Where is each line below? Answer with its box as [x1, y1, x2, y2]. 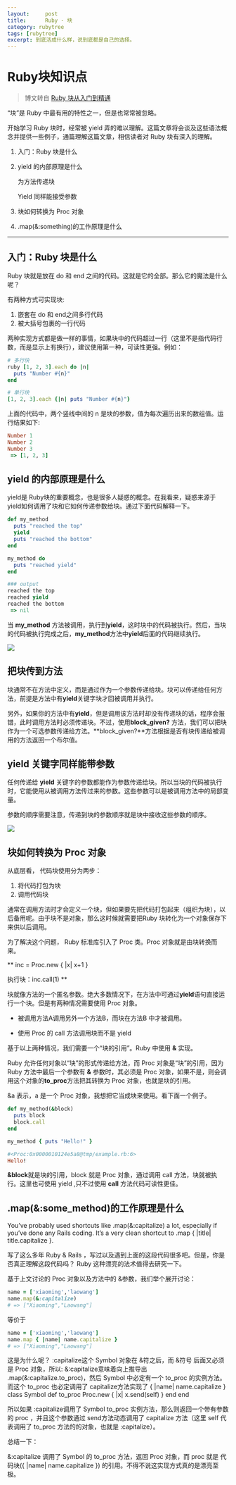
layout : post [7, 10, 58, 18]
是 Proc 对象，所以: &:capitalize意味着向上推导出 [7, 1365, 147, 1374]
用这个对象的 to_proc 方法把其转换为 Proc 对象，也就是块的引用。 [7, 1076, 195, 1085]
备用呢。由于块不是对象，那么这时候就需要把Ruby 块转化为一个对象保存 [13, 914, 221, 923]
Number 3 [7, 445, 33, 452]
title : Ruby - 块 [7, 17, 72, 24]
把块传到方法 [7, 665, 63, 677]
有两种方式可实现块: [7, 295, 65, 304]
